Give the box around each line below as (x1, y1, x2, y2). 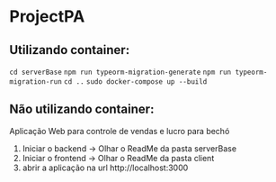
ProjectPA (9, 6, 85, 27)
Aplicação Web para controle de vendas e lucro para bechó (9, 125, 230, 136)
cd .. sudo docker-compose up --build (64, 77, 208, 86)
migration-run (9, 77, 63, 86)
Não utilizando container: (9, 102, 155, 117)
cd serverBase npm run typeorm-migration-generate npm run (9, 68, 232, 77)
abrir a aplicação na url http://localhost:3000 (22, 162, 189, 173)
